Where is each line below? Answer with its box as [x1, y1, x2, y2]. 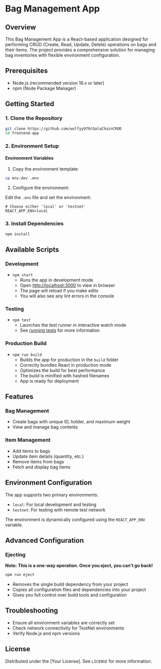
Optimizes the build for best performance [19, 367, 105, 373]
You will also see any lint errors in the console [19, 293, 114, 299]
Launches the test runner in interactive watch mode [19, 322, 126, 328]
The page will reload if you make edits [19, 288, 98, 294]
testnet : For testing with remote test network [12, 506, 106, 513]
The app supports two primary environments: [5, 491, 98, 498]
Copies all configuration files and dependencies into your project [12, 586, 146, 593]
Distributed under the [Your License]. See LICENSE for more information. [5, 658, 152, 664]
